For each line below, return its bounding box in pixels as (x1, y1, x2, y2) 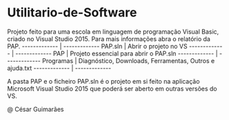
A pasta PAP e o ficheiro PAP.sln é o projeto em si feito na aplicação (7, 77, 200, 85)
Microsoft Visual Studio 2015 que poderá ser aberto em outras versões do (7, 84, 217, 93)
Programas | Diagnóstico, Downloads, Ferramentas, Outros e (42, 56, 215, 64)
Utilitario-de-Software (7, 5, 137, 21)
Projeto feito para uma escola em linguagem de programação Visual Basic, (7, 27, 219, 36)
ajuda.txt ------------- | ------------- (7, 64, 112, 72)
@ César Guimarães (7, 105, 64, 113)
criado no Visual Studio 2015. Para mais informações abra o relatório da (7, 34, 210, 43)
